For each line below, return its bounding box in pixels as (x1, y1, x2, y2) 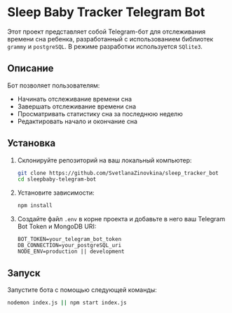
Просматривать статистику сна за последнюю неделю (17, 109, 184, 118)
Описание (7, 62, 54, 74)
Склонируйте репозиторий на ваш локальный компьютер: (17, 155, 192, 165)
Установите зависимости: (17, 188, 95, 197)
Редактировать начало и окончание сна (17, 117, 138, 125)
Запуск (7, 267, 41, 279)
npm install (17, 202, 53, 209)
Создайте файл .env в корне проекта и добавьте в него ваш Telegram (17, 215, 226, 223)
